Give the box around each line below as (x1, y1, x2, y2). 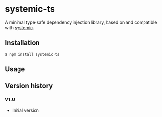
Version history (5, 81, 53, 90)
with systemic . (5, 24, 34, 30)
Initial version (12, 107, 39, 113)
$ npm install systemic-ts (5, 52, 60, 57)
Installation (5, 39, 40, 47)
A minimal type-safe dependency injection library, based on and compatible (5, 19, 157, 25)
